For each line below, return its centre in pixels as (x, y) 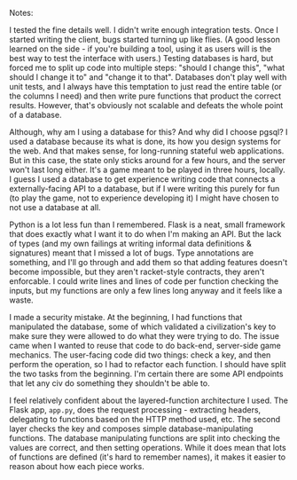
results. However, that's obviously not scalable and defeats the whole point (146, 105)
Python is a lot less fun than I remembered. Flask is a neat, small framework (147, 224)
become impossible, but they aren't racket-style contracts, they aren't (137, 271)
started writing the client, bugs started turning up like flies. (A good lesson (145, 39)
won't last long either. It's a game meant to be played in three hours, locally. (147, 169)
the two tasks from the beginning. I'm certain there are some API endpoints (146, 374)
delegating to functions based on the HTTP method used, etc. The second (145, 419)
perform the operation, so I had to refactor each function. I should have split (148, 364)
